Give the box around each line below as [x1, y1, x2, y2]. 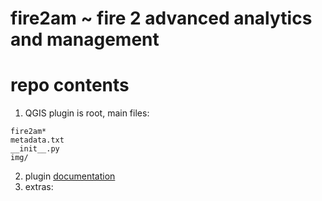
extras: [24, 181, 54, 193]
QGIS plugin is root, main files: [24, 107, 150, 119]
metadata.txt [10, 135, 65, 146]
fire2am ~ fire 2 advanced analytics [10, 7, 313, 30]
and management [10, 28, 160, 51]
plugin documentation [24, 170, 116, 182]
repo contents [10, 74, 130, 97]
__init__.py [10, 144, 60, 154]
